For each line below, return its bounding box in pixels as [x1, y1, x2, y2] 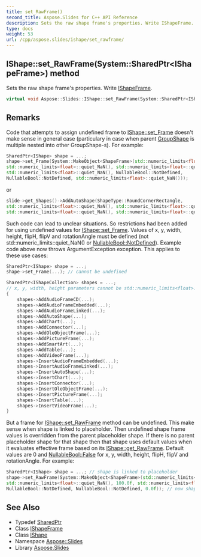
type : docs [6, 25, 33, 32]
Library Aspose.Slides [14, 544, 69, 551]
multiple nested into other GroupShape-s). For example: [6, 141, 144, 148]
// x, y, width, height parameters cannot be [6, 285, 121, 291]
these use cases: [6, 252, 48, 259]
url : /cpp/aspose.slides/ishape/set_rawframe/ [6, 37, 124, 43]
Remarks [6, 112, 41, 123]
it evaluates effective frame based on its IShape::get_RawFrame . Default [6, 445, 184, 452]
